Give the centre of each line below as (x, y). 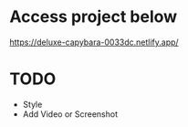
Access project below (94, 17)
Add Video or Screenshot (70, 114)
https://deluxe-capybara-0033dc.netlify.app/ (94, 42)
